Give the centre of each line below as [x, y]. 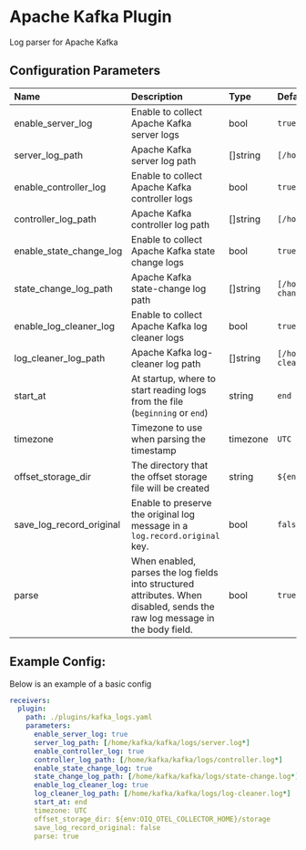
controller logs [162, 198]
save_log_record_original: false [97, 827]
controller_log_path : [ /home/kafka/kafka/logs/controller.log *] [158, 760]
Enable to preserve [171, 503]
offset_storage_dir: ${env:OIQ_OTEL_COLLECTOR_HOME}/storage [152, 819]
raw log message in [173, 617]
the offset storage [169, 476]
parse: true [56, 836]
